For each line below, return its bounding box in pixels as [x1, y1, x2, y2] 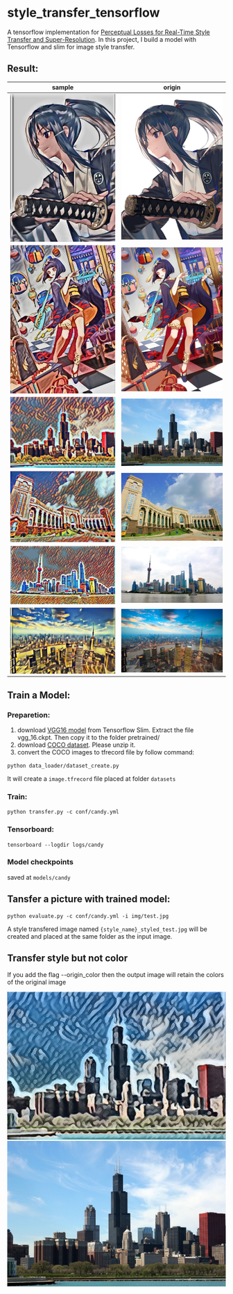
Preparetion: [7, 710, 51, 720]
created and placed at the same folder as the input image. [7, 932, 173, 940]
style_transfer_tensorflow [7, 5, 160, 21]
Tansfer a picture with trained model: [7, 893, 171, 905]
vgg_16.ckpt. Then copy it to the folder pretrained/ [17, 733, 160, 741]
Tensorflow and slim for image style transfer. [7, 42, 135, 51]
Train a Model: [7, 689, 71, 701]
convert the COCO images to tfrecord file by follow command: [17, 747, 195, 756]
